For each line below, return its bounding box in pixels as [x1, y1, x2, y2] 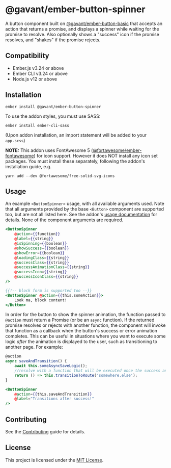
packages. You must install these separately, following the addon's [5, 158, 145, 164]
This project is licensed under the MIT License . [5, 457, 104, 463]
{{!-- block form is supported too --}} [5, 288, 93, 293]
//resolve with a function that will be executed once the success [14, 368, 160, 373]
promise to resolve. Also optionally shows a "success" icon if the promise [5, 31, 159, 37]
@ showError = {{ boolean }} [14, 250, 65, 255]
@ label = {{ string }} [14, 236, 53, 242]
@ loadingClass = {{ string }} [14, 255, 70, 261]
